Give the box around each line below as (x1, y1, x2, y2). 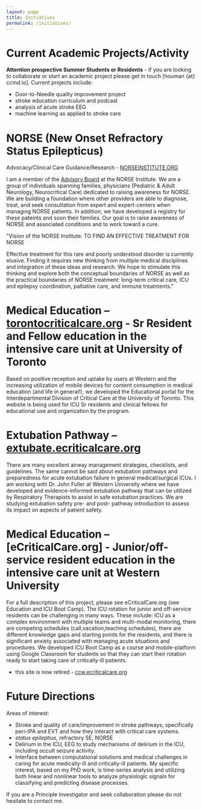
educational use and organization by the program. (6, 408, 131, 415)
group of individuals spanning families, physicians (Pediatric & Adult (6, 182, 175, 189)
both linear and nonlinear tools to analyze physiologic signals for (14, 773, 175, 780)
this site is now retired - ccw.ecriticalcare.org (14, 669, 128, 676)
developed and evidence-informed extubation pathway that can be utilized (6, 487, 192, 495)
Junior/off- (112, 541, 169, 554)
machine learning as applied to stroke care (14, 110, 121, 117)
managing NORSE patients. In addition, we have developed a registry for (6, 208, 186, 215)
